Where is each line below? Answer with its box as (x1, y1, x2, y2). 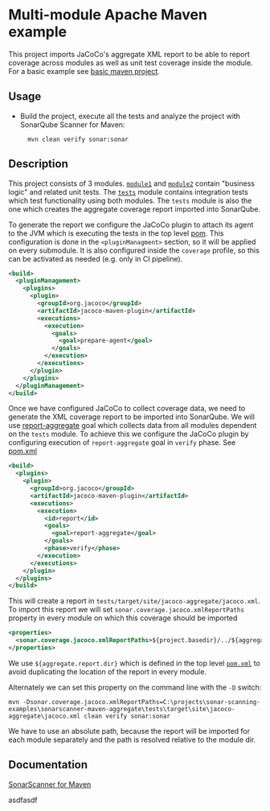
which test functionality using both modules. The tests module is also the (8, 196, 252, 205)
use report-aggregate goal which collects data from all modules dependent (8, 421, 257, 430)
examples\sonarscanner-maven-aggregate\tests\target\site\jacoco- (8, 705, 235, 713)
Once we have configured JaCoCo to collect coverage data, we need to (8, 404, 246, 414)
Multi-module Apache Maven (8, 6, 207, 24)
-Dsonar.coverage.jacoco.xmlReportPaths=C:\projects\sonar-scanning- (22, 698, 261, 706)
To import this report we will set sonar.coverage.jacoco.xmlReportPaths (8, 605, 245, 615)
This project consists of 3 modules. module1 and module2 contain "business (8, 179, 256, 188)
